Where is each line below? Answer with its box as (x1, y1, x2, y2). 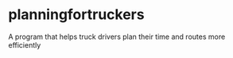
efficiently (8, 40, 41, 49)
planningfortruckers (8, 6, 145, 24)
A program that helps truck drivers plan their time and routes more (8, 32, 226, 41)
